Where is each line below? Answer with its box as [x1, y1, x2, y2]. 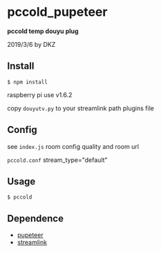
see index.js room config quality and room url [7, 142, 140, 150]
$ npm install [7, 79, 48, 85]
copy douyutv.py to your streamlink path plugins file [7, 104, 154, 112]
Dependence [7, 212, 64, 224]
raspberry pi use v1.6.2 [7, 90, 73, 99]
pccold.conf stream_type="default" [7, 156, 108, 164]
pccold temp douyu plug [7, 27, 79, 35]
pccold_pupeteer [7, 4, 108, 20]
